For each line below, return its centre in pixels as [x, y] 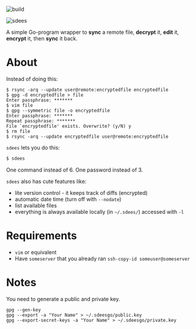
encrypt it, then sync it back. [42, 38]
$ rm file [18, 131]
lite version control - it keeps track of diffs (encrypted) [81, 192]
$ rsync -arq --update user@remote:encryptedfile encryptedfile [87, 90]
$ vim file [20, 105]
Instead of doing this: [32, 79]
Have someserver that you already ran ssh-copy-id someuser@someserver [102, 258]
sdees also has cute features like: [46, 181]
